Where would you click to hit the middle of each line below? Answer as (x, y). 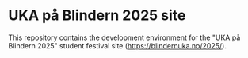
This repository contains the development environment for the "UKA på (124, 37)
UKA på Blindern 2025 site (97, 15)
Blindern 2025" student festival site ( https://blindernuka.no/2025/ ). (118, 45)
